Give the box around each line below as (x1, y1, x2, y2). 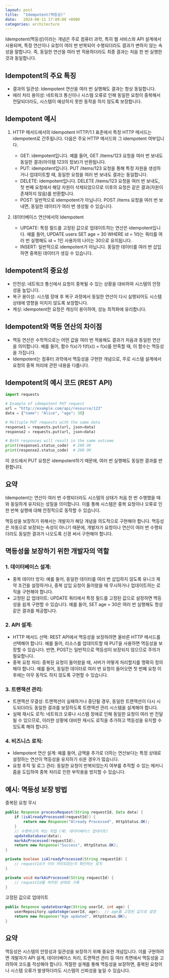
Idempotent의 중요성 (5, 267, 69, 275)
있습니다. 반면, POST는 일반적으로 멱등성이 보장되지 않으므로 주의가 (27, 647, 160, 653)
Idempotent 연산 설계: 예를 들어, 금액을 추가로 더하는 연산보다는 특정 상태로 (12, 750, 161, 756)
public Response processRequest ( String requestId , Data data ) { (5, 810, 143, 815)
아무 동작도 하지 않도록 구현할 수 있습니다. (26, 672, 108, 678)
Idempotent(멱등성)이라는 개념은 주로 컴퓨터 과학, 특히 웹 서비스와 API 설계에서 (5, 36, 161, 42)
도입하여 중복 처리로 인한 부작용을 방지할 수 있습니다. (22, 769, 126, 775)
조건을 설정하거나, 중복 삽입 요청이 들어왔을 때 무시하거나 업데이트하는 (18, 582, 155, 588)
